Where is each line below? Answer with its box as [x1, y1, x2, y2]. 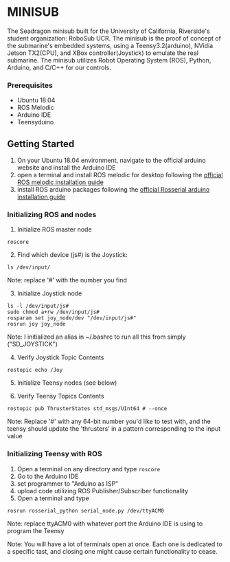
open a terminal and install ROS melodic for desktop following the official [16, 171, 223, 179]
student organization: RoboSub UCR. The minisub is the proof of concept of [7, 34, 222, 42]
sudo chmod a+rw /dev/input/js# [7, 308, 100, 316]
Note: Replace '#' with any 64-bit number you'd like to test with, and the [7, 417, 211, 426]
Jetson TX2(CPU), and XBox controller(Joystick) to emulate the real [7, 49, 199, 57]
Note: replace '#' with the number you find [7, 276, 127, 284]
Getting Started [7, 138, 75, 150]
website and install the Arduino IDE [16, 164, 116, 172]
